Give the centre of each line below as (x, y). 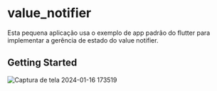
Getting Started (42, 63)
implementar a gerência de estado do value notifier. (83, 40)
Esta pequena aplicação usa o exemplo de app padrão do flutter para (109, 33)
